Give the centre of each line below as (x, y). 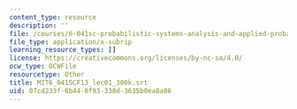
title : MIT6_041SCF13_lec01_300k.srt (79, 83)
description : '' (39, 25)
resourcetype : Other (47, 75)
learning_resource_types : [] (63, 50)
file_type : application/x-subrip (71, 42)
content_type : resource (53, 17)
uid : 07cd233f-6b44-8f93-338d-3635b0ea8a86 (91, 91)
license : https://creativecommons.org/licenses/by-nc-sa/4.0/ (126, 58)
